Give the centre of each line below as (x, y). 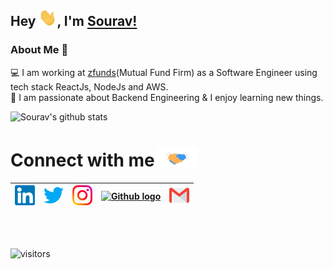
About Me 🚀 (39, 50)
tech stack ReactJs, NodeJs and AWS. (89, 86)
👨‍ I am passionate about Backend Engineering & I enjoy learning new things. (167, 97)
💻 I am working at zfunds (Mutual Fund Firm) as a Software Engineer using (164, 72)
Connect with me (82, 160)
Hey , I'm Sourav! (74, 21)
